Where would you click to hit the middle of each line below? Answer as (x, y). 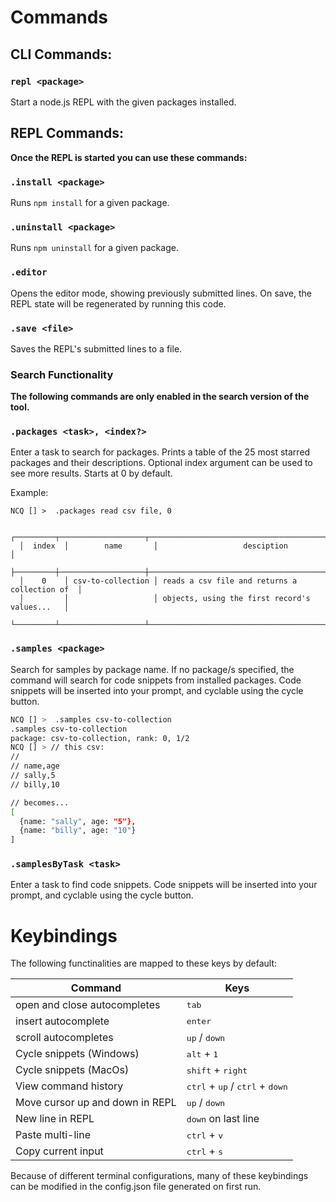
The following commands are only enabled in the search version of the (160, 397)
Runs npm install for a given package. (90, 202)
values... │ (40, 607)
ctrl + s (204, 1151)
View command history (69, 1086)
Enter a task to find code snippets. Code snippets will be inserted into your (164, 885)
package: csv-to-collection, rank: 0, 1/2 (100, 738)
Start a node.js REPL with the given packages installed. (123, 102)
